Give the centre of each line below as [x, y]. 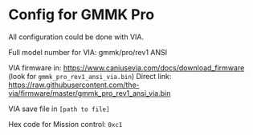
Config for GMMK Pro [82, 15]
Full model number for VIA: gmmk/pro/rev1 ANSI [88, 52]
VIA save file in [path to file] [59, 109]
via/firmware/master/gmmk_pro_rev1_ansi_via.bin [90, 93]
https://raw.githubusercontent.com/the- [74, 85]
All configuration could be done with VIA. [76, 37]
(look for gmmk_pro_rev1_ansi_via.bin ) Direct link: [90, 76]
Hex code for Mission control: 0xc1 [65, 124]
